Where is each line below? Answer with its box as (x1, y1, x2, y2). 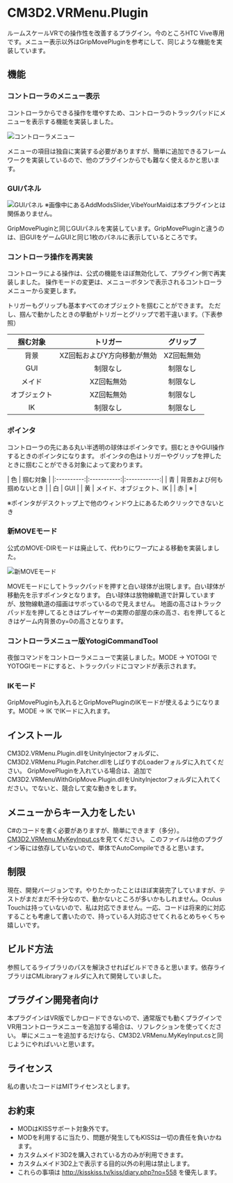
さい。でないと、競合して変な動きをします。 (13, 784, 140, 792)
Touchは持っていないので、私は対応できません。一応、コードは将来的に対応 (7, 903, 226, 912)
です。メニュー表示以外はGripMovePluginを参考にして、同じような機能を (7, 37, 217, 46)
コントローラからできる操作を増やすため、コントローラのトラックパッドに (7, 108, 220, 116)
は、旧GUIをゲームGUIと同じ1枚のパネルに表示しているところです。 (7, 232, 201, 241)
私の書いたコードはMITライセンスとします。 (7, 1083, 134, 1091)
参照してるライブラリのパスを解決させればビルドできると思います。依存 (7, 963, 214, 971)
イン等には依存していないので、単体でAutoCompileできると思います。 (7, 844, 208, 852)
